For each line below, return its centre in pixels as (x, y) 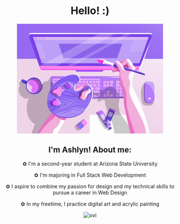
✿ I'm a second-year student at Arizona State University (90, 164)
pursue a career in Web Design (90, 193)
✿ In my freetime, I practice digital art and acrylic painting (90, 204)
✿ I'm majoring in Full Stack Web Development (90, 175)
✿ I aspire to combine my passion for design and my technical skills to (90, 187)
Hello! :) (90, 11)
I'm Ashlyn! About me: (90, 149)
